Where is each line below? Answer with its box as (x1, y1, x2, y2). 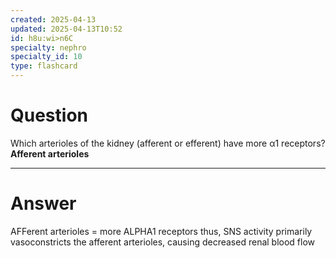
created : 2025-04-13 (10, 14, 97, 25)
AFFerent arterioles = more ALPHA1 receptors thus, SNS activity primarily (10, 225, 313, 237)
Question (10, 104, 88, 127)
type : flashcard (10, 61, 78, 71)
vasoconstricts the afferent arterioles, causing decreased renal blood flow (10, 236, 316, 248)
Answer (10, 192, 77, 215)
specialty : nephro (10, 42, 87, 53)
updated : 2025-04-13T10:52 (10, 24, 123, 34)
